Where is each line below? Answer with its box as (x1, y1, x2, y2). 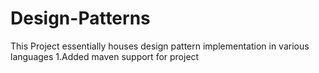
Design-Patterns (10, 7, 151, 30)
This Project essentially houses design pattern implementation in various (10, 40, 310, 52)
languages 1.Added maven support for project (10, 50, 200, 62)
